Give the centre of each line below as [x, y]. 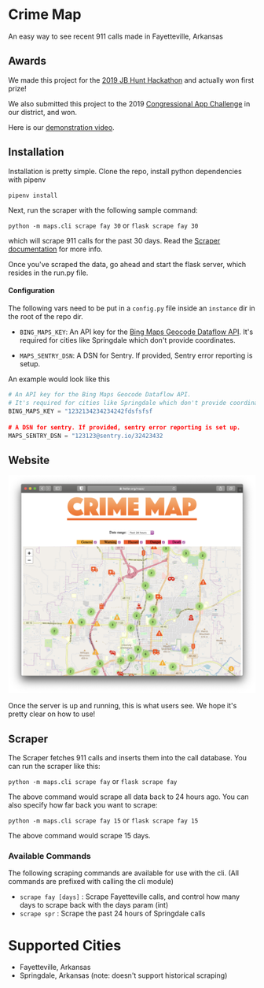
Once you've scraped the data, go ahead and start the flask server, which [127, 264]
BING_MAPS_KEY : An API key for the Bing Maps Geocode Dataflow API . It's [136, 332]
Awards [27, 61]
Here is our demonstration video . [62, 127]
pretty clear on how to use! [52, 714]
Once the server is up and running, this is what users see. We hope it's [123, 706]
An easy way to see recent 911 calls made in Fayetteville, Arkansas [116, 36]
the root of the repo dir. [46, 316]
